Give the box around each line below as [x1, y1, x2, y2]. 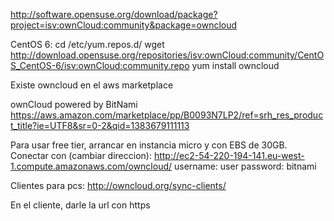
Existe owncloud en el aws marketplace [10, 79, 174, 91]
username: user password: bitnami [173, 160, 317, 172]
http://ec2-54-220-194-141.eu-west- [153, 150, 305, 161]
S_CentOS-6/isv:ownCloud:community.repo [10, 60, 190, 71]
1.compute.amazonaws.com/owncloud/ [10, 160, 173, 172]
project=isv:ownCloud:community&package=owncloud [10, 19, 238, 31]
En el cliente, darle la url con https [10, 199, 151, 211]
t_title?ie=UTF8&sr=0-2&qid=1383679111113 [10, 120, 190, 131]
